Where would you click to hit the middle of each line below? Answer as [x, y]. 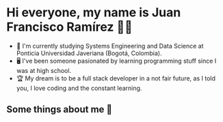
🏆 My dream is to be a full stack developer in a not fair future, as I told [116, 78]
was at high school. [44, 70]
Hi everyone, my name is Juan [94, 13]
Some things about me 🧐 [60, 109]
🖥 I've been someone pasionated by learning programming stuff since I [116, 61]
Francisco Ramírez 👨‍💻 [69, 27]
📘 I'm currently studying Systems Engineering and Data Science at [110, 46]
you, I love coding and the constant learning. [79, 88]
